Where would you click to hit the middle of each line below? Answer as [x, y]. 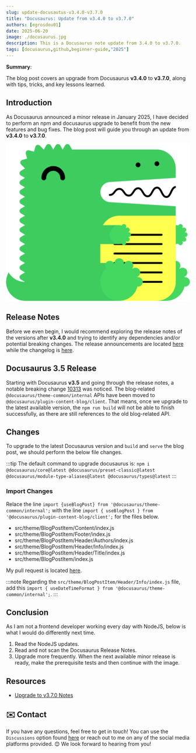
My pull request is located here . [44, 570]
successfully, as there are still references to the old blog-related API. [88, 413]
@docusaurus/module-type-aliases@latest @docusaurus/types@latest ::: [91, 476]
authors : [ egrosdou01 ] [34, 25]
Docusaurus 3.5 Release [51, 369]
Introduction [29, 103]
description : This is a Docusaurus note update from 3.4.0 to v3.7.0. [94, 43]
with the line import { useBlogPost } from [102, 510]
